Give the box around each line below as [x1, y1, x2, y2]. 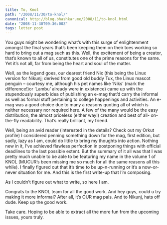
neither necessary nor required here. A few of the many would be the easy [5, 107, 159, 113]
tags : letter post [5, 26, 43, 31]
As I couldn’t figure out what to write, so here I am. [5, 179, 109, 185]
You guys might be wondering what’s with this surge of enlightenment [5, 39, 149, 45]
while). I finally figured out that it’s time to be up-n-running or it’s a [5, 164, 141, 170]
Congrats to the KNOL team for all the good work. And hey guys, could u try [5, 189, 161, 195]
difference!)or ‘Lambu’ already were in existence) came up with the [5, 86, 143, 92]
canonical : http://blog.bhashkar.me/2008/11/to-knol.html [5, 16, 128, 21]
